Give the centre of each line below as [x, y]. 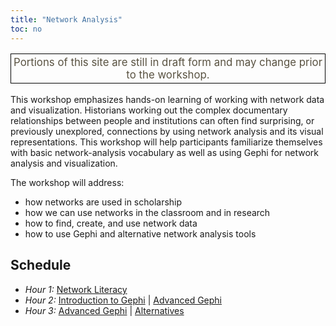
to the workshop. [168, 75]
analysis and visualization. [64, 163]
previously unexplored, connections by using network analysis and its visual [167, 132]
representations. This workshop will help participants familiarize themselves [166, 142]
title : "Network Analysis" [66, 19]
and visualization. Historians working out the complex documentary [149, 110]
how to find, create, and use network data [111, 223]
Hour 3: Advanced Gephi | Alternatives [104, 310]
